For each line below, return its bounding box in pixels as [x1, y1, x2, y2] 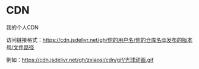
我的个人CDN [6, 24, 39, 31]
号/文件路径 [6, 44, 34, 51]
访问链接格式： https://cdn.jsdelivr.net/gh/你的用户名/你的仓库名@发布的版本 [6, 36, 193, 43]
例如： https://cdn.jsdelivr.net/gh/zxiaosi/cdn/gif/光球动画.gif [6, 56, 154, 63]
